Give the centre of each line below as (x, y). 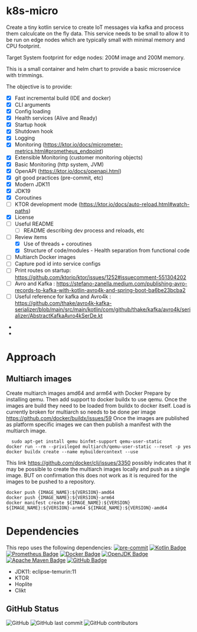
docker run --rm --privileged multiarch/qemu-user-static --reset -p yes (99, 447)
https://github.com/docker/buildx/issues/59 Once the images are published (98, 418)
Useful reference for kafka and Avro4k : (63, 296)
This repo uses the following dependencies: (59, 548)
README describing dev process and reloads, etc (84, 231)
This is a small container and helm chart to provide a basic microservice (93, 68)
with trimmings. (25, 75)
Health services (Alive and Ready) (56, 118)
